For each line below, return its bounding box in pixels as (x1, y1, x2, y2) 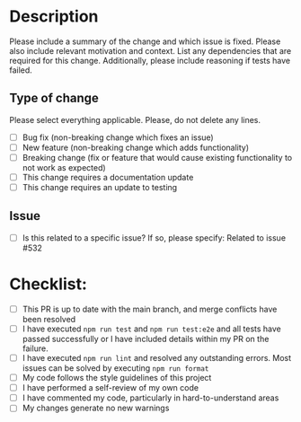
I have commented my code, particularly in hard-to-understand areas (22, 392, 279, 403)
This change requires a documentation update (22, 171, 194, 182)
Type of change (9, 91, 99, 106)
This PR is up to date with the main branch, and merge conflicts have (22, 303, 278, 314)
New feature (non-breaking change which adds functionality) (22, 142, 250, 153)
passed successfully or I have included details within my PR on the (22, 334, 270, 344)
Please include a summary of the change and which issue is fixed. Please (9, 36, 281, 47)
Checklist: (9, 274, 88, 295)
